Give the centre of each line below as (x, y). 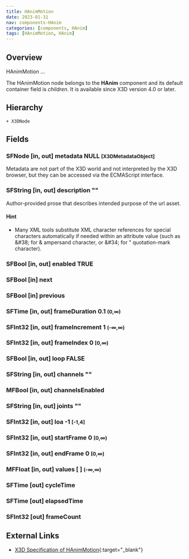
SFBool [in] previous (36, 295)
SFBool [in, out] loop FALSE (45, 359)
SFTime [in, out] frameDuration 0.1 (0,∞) (64, 311)
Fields (18, 139)
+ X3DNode (18, 121)
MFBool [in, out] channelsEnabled (55, 391)
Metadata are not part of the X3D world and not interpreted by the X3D (92, 169)
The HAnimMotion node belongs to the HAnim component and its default (95, 82)
